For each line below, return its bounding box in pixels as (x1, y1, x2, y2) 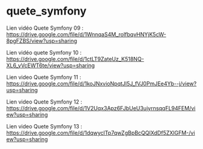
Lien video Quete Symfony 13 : (6, 122, 83, 130)
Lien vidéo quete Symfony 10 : (6, 48, 82, 56)
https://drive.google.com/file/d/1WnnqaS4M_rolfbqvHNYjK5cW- (6, 30, 167, 38)
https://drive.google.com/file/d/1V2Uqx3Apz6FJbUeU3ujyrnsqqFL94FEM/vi (6, 104, 196, 111)
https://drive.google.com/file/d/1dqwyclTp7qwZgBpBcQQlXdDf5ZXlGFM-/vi (6, 129, 195, 136)
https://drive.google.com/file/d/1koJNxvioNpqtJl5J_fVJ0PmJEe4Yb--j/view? (6, 80, 197, 87)
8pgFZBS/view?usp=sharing (6, 37, 78, 44)
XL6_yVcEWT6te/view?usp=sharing (6, 62, 95, 69)
